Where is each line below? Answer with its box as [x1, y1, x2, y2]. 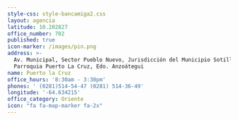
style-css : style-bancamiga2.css [7, 10, 106, 18]
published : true [7, 37, 55, 44]
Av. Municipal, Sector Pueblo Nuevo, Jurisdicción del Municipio [13, 56, 211, 64]
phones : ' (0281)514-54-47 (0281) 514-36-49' [7, 83, 144, 90]
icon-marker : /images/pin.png [7, 43, 97, 50]
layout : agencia [7, 17, 55, 24]
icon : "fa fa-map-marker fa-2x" [7, 102, 103, 109]
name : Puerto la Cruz [7, 69, 72, 76]
